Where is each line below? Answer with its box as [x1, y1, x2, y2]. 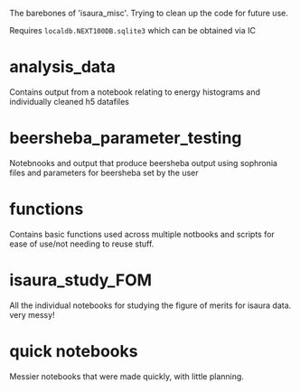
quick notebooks [9, 340, 138, 361]
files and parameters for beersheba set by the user [9, 167, 199, 178]
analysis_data [9, 57, 116, 78]
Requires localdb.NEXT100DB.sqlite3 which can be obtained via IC [9, 25, 256, 35]
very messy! [9, 309, 56, 320]
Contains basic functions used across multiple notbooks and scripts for [9, 228, 276, 239]
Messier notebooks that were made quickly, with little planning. [9, 370, 244, 382]
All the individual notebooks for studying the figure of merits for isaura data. [9, 300, 292, 311]
